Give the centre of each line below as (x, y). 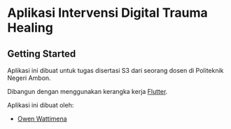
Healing (30, 28)
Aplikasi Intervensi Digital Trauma (107, 13)
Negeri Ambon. (29, 78)
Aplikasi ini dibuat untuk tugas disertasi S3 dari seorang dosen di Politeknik (115, 70)
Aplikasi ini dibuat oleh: (41, 105)
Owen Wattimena (42, 118)
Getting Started (42, 54)
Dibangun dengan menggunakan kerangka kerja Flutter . (87, 91)
